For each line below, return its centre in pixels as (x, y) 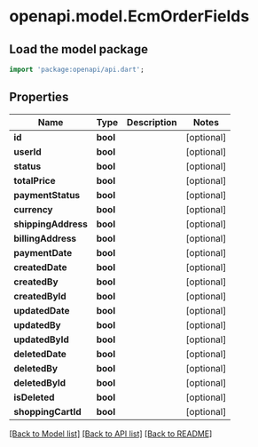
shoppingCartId (47, 411)
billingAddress (45, 238)
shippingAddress (51, 224)
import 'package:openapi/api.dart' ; (77, 69)
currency (33, 209)
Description (152, 122)
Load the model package (79, 49)
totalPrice (35, 180)
